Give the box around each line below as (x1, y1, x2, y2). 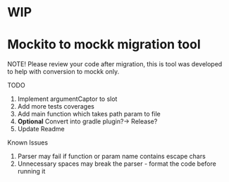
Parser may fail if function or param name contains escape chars (17, 152, 206, 161)
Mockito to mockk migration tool (7, 37, 201, 53)
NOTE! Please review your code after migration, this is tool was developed (7, 60, 223, 68)
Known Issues (7, 138, 48, 147)
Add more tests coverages (17, 102, 95, 111)
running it (17, 167, 46, 176)
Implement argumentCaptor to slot (17, 95, 118, 103)
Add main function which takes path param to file (17, 110, 161, 119)
